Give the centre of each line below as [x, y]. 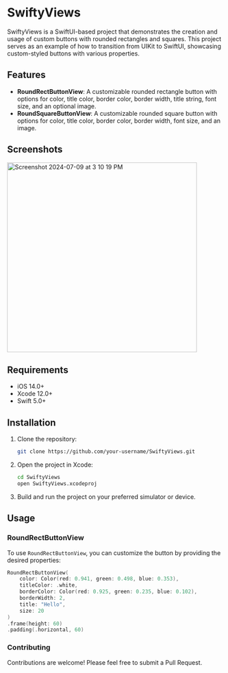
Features [26, 75]
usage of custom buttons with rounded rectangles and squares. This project [114, 38]
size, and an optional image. [57, 106]
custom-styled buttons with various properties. [74, 53]
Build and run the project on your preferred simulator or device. [106, 497]
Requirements [38, 370]
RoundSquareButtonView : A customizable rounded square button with [117, 113]
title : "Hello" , [43, 604]
